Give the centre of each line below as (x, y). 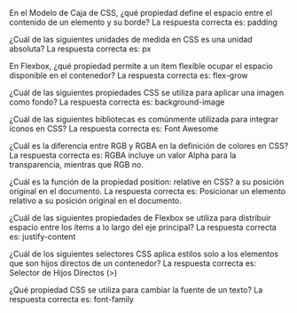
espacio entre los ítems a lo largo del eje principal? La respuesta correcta (143, 227)
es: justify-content (43, 237)
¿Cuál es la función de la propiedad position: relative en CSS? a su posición (147, 182)
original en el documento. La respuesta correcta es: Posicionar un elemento (148, 191)
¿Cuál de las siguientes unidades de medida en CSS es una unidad (131, 39)
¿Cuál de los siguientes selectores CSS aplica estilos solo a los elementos (144, 254)
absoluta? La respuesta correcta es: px (80, 49)
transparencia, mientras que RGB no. (76, 164)
